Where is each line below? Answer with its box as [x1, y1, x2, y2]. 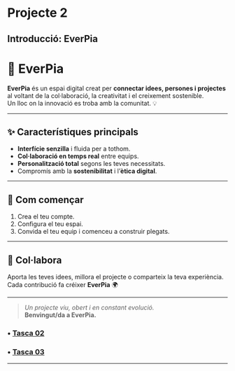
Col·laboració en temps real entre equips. [17, 152, 139, 160]
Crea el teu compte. [17, 212, 75, 221]
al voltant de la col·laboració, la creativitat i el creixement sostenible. [7, 91, 204, 99]
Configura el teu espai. [17, 220, 84, 228]
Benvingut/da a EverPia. [24, 310, 97, 319]
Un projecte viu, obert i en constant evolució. [24, 303, 155, 311]
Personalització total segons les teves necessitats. [17, 160, 166, 168]
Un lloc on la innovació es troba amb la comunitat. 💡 [7, 99, 157, 107]
